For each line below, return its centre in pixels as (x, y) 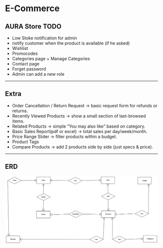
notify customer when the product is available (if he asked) (71, 43)
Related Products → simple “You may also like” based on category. (79, 126)
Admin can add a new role (38, 74)
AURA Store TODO (33, 26)
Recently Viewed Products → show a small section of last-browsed (79, 116)
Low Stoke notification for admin (45, 38)
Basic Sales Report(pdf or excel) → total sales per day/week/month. (80, 131)
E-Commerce (32, 8)
